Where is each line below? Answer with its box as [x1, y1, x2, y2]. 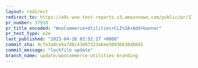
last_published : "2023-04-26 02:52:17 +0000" [5, 36, 119, 42]
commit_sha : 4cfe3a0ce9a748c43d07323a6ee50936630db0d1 [5, 42, 144, 48]
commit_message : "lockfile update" [5, 47, 93, 53]
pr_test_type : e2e [5, 31, 51, 37]
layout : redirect [5, 8, 48, 15]
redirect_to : [5, 14, 38, 20]
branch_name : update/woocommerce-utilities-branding [5, 53, 138, 59]
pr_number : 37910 [5, 20, 48, 25]
